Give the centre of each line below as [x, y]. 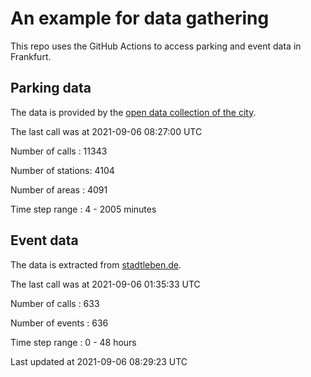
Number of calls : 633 [55, 303]
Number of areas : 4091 [59, 189]
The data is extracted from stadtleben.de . [96, 264]
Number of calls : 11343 [59, 151]
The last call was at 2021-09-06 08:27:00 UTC [106, 131]
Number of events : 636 [59, 323]
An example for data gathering [140, 18]
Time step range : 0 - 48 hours [73, 342]
